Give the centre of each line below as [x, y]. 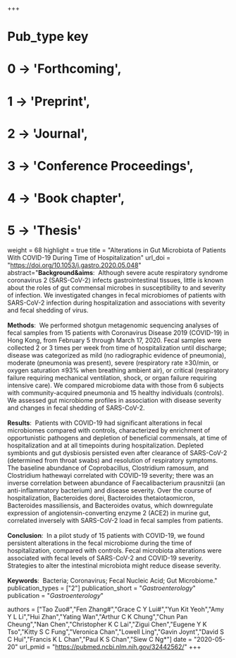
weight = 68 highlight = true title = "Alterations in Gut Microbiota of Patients [117, 250]
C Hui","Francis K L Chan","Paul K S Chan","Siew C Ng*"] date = [100, 640]
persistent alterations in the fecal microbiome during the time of [100, 543]
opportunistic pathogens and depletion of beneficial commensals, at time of [117, 438]
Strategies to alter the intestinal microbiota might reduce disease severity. [114, 565]
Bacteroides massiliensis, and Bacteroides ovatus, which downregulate [110, 505]
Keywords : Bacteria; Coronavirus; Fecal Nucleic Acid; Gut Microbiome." [112, 581]
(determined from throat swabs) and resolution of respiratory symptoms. [113, 461]
